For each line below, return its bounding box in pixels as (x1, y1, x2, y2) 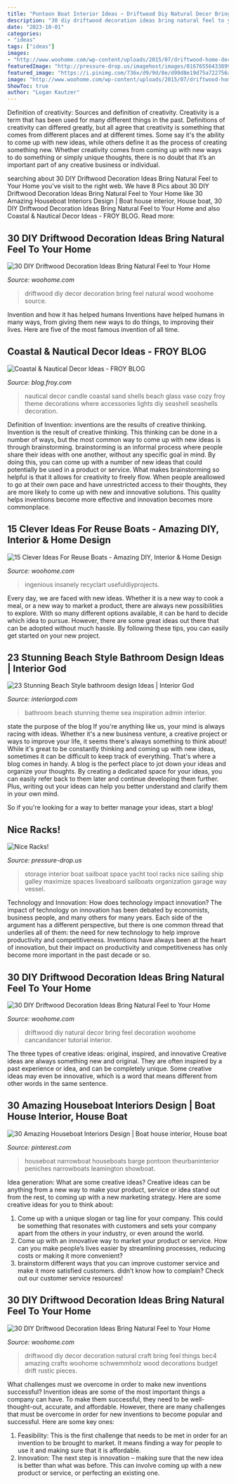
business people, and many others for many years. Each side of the (7, 913, 202, 922)
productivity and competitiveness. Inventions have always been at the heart (7, 936, 226, 944)
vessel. (24, 885, 46, 894)
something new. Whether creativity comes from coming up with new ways (7, 146, 222, 154)
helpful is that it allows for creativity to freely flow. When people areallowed (7, 473, 225, 481)
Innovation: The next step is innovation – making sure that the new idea (17, 1453, 223, 1462)
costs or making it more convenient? (17, 1251, 123, 1260)
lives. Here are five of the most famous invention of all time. (7, 325, 180, 333)
